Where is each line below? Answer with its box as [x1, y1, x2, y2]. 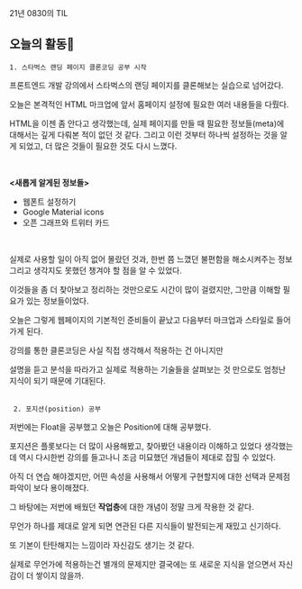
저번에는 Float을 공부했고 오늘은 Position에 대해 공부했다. [9, 421, 212, 432]
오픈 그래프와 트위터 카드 [22, 217, 110, 228]
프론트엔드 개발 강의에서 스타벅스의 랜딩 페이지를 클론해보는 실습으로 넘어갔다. [9, 79, 284, 90]
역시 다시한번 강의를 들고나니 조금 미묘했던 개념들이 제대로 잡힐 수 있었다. [18, 451, 277, 462]
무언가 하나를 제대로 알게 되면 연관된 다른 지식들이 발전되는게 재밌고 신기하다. [9, 521, 281, 531]
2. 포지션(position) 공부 [13, 404, 102, 413]
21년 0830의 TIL [9, 8, 69, 18]
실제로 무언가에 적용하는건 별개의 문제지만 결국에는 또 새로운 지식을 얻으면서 [9, 558, 277, 569]
